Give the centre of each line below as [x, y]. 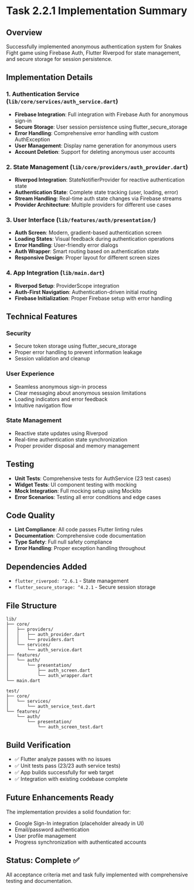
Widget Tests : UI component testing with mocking [75, 484]
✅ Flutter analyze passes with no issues [63, 759]
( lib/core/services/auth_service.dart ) [62, 102]
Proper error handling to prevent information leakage [78, 352]
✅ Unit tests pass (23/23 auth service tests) [67, 766]
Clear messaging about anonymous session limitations [80, 393]
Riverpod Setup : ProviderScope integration [67, 285]
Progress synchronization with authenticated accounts [80, 842]
